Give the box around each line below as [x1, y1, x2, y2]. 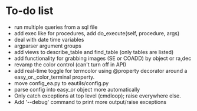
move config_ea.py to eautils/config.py [14, 79, 109, 86]
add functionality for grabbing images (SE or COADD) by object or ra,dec [14, 55, 192, 62]
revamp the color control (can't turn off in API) [14, 60, 127, 68]
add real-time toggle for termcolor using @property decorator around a [14, 67, 188, 74]
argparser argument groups [14, 42, 82, 49]
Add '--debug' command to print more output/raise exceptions [14, 98, 166, 105]
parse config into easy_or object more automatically [14, 86, 140, 93]
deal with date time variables [14, 36, 84, 43]
